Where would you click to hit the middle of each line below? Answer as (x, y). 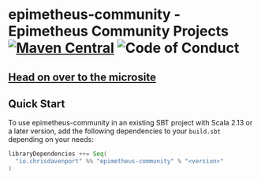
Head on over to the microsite (82, 77)
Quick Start (37, 104)
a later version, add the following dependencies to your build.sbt (115, 131)
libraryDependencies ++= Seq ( (58, 154)
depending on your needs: (51, 140)
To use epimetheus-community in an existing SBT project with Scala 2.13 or (130, 123)
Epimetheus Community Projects (118, 31)
